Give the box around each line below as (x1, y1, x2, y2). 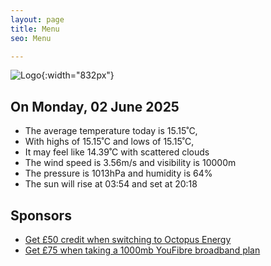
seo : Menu (10, 33, 52, 43)
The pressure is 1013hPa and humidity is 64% (24, 167, 213, 180)
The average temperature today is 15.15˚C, (24, 125, 198, 137)
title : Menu (10, 24, 60, 34)
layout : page (10, 14, 65, 25)
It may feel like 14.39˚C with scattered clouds (24, 146, 210, 158)
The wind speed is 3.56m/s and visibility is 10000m (24, 157, 237, 169)
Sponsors (10, 207, 72, 224)
